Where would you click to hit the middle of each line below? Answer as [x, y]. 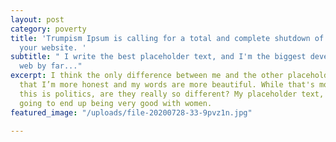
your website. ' [53, 47]
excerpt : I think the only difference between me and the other [147, 76]
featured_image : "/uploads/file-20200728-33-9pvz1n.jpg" [131, 112]
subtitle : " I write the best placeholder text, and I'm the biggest [158, 57]
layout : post [37, 19]
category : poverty [48, 29]
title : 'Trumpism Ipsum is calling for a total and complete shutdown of [167, 38]
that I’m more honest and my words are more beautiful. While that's [167, 85]
